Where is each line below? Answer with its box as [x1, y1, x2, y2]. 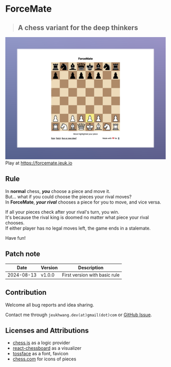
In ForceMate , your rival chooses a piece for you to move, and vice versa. [5, 199, 161, 205]
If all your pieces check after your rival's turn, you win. [5, 209, 120, 215]
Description [78, 265, 104, 271]
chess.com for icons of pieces [12, 356, 76, 362]
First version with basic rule [62, 272, 120, 278]
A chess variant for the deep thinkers [17, 23, 138, 32]
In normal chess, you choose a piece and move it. [5, 188, 110, 194]
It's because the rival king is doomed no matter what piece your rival [5, 214, 149, 220]
